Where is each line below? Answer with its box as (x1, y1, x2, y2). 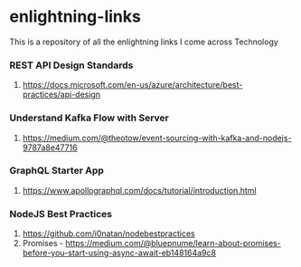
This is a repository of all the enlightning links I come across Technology (9, 36, 278, 47)
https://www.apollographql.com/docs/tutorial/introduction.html (22, 185, 257, 195)
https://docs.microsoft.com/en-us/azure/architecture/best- (22, 80, 243, 91)
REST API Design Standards (9, 59, 134, 72)
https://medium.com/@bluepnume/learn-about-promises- (65, 238, 282, 249)
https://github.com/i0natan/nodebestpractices (22, 228, 196, 239)
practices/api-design (22, 89, 101, 100)
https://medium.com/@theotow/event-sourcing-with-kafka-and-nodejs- (22, 132, 292, 143)
